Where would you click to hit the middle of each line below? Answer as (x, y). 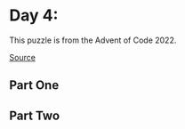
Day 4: (34, 16)
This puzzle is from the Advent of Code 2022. (93, 40)
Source (22, 57)
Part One (34, 85)
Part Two (35, 115)
